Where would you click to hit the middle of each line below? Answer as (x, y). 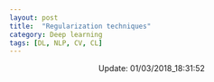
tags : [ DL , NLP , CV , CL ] (56, 43)
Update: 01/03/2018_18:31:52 (152, 68)
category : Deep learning (56, 34)
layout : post (34, 18)
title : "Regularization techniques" (80, 26)
